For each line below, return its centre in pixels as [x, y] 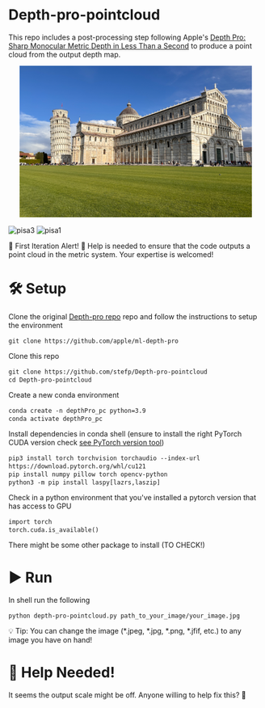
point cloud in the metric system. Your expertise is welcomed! [111, 254]
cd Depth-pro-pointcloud [50, 380]
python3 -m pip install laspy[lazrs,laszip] [84, 483]
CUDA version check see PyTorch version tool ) [86, 442]
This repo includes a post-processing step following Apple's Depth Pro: [127, 37]
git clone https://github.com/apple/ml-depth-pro [94, 341]
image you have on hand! [50, 639]
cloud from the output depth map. [65, 54]
